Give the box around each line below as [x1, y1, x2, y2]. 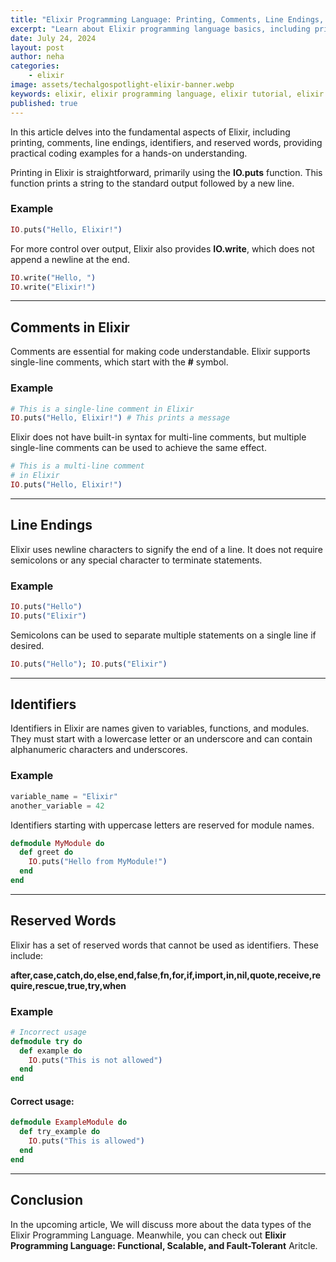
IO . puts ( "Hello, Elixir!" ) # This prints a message [10, 413, 230, 423]
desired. [10, 639, 45, 651]
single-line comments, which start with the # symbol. [10, 356, 229, 368]
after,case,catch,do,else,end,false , [10, 969, 161, 981]
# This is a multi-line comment [10, 461, 145, 471]
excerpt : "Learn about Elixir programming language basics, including [10, 24, 311, 34]
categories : [10, 61, 60, 71]
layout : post [10, 42, 65, 53]
